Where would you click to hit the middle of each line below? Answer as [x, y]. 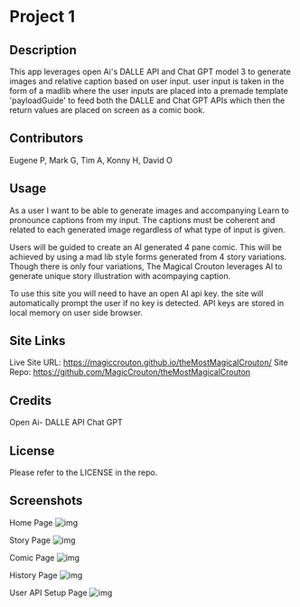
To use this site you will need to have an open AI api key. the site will [136, 293]
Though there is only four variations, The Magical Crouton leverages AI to [146, 266]
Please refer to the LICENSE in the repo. [84, 472]
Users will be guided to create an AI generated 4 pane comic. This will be [145, 247]
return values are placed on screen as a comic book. [107, 110]
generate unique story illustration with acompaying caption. [120, 275]
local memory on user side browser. [76, 313]
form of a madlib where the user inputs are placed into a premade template [149, 91]
